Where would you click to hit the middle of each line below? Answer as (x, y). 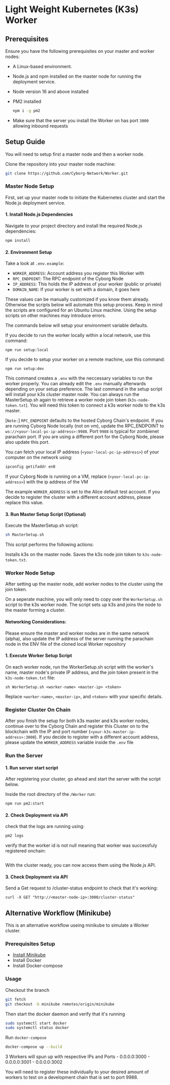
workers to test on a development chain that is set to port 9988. (72, 1077)
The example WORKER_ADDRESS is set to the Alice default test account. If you (83, 492)
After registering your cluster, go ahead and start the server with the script (83, 779)
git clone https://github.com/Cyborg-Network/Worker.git (67, 173)
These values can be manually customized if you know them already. (77, 299)
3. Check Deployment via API (37, 877)
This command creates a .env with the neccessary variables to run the (79, 378)
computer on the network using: (39, 458)
